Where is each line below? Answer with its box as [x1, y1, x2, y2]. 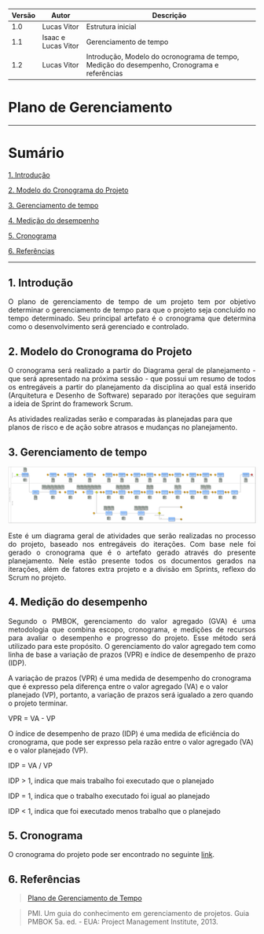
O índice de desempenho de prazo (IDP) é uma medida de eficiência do [8, 728, 240, 738]
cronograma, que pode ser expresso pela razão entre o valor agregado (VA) [8, 737, 254, 746]
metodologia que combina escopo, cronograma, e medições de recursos [8, 624, 256, 634]
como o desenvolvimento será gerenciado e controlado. [8, 322, 189, 331]
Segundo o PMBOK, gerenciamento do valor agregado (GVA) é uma [8, 616, 256, 625]
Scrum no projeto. [8, 573, 67, 582]
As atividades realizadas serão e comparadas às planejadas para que [8, 414, 233, 424]
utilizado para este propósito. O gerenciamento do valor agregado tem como [8, 641, 256, 650]
